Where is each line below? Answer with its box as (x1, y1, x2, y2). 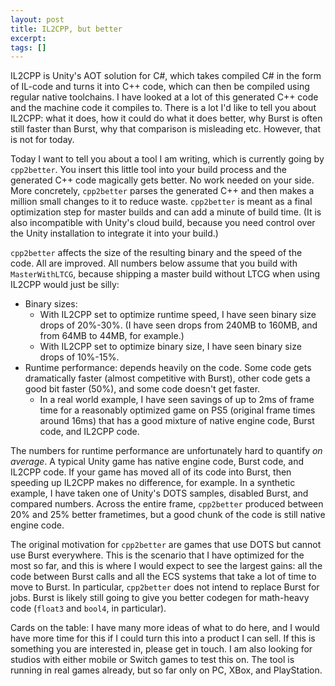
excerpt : (10, 33, 47, 43)
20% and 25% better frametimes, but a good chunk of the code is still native (10, 509, 326, 521)
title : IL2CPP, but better (10, 24, 123, 34)
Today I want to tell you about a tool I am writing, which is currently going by (10, 153, 325, 165)
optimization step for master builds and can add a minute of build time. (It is (10, 206, 322, 218)
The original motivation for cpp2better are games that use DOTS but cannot (10, 539, 322, 551)
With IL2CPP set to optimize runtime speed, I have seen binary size (39, 309, 317, 321)
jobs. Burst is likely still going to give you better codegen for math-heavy (10, 592, 310, 604)
